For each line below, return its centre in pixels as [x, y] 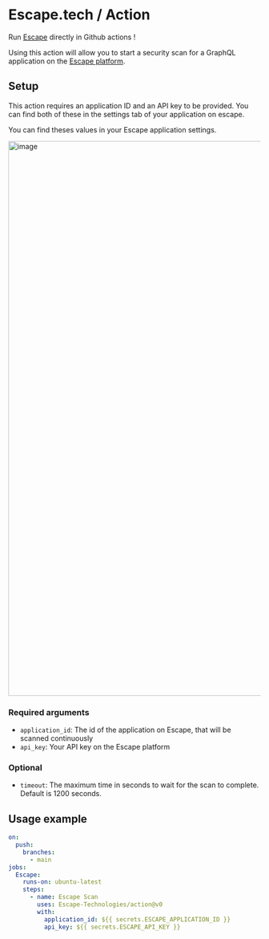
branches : [39, 852]
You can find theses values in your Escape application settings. [112, 129]
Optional [25, 767]
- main [40, 860]
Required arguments [49, 712]
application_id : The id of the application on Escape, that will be [125, 730]
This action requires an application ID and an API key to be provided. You [128, 105]
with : [46, 912]
